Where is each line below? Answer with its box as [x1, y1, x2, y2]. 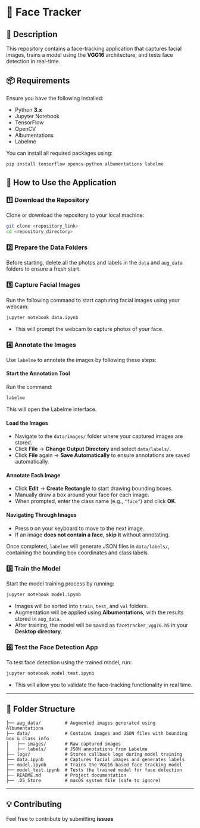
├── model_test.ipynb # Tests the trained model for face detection [6, 767, 183, 773]
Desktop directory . [14, 627, 62, 635]
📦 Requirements [6, 76, 70, 86]
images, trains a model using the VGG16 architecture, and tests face [6, 51, 174, 59]
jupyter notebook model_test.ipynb [6, 670, 95, 677]
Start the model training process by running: [6, 579, 115, 587]
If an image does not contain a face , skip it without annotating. [14, 531, 170, 538]
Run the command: [6, 384, 53, 391]
